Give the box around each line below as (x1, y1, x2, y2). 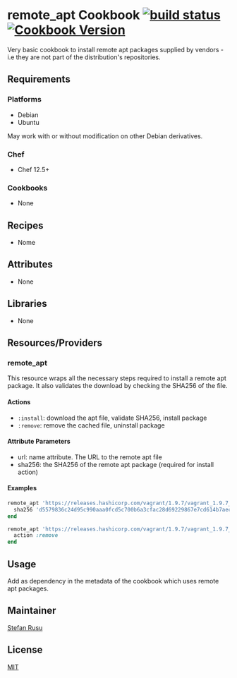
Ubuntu (17, 118, 40, 126)
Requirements (7, 73, 71, 85)
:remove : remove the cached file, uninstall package (17, 420, 165, 430)
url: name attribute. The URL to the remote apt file (17, 452, 162, 461)
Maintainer (7, 605, 56, 617)
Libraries (7, 298, 47, 310)
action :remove (13, 532, 59, 539)
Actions (7, 397, 31, 406)
